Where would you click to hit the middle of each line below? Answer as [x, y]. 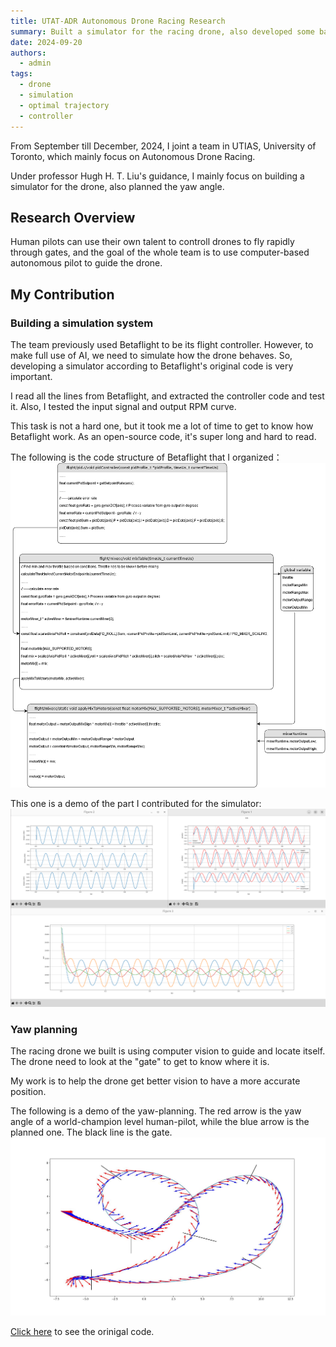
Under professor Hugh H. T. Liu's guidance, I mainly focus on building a [157, 176]
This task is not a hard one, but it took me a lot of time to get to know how [162, 426]
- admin [35, 63]
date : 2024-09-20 [46, 42]
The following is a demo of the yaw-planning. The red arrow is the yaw [156, 1111]
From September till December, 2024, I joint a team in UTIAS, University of [163, 146]
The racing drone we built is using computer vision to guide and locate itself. [168, 1051]
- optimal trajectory [64, 105]
